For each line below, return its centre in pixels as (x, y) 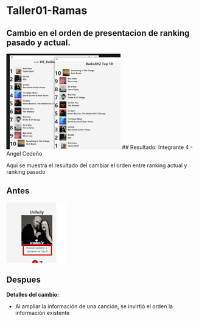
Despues (24, 280)
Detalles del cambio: (33, 294)
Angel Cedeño (24, 153)
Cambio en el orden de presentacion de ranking (98, 33)
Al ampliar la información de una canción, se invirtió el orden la (94, 306)
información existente (42, 312)
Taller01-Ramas (47, 11)
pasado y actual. (39, 42)
